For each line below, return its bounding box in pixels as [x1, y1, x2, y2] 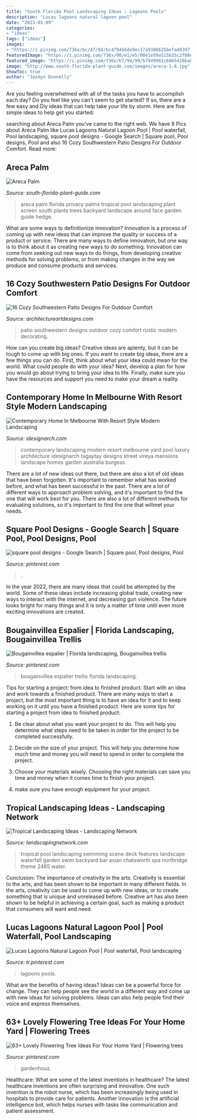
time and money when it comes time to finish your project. [14, 775, 155, 782]
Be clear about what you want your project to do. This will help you [14, 721, 176, 728]
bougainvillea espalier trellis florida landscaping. [20, 673, 138, 680]
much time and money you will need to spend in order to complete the [14, 751, 184, 758]
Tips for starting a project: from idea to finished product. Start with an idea [6, 684, 186, 691]
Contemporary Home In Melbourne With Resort [6, 392, 182, 402]
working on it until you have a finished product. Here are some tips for [6, 703, 175, 710]
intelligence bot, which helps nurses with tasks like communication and [6, 1101, 178, 1108]
